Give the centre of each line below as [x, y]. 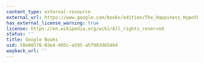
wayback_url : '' [27, 51]
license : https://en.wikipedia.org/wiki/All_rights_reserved [85, 28]
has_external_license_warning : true [53, 23]
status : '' [20, 34]
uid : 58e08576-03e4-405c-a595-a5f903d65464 [62, 46]
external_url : [24, 17]
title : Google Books [32, 40]
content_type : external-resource [49, 12]
